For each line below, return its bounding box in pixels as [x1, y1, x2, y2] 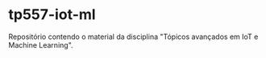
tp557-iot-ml [8, 6, 96, 24]
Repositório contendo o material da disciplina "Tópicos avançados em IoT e [8, 32, 259, 41]
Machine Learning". [8, 40, 74, 49]
